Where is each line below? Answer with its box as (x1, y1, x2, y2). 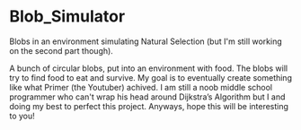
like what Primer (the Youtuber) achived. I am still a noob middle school (9, 82, 272, 92)
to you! (9, 110, 36, 121)
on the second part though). (9, 45, 114, 56)
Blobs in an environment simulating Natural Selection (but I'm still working (9, 36, 282, 47)
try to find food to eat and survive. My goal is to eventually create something (9, 72, 292, 82)
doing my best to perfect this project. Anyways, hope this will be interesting (9, 100, 289, 111)
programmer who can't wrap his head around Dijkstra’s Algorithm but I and (9, 91, 286, 102)
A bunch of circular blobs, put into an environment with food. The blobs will (9, 63, 288, 74)
